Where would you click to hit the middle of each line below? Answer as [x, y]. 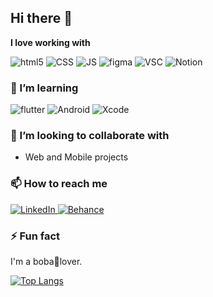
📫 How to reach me [59, 184]
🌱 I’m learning [44, 88]
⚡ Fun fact [35, 236]
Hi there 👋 [41, 18]
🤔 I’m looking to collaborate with [90, 136]
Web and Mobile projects [76, 157]
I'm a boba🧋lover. [46, 261]
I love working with [50, 42]
